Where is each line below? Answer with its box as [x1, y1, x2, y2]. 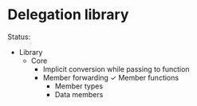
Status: [7, 32, 31, 41]
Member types [54, 81, 104, 91]
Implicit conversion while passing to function [42, 64, 190, 73]
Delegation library [7, 6, 129, 24]
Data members [54, 89, 104, 99]
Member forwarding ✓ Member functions [42, 73, 179, 82]
